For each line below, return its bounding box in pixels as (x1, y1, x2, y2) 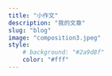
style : (8, 41, 30, 49)
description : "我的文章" (8, 19, 86, 27)
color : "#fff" (22, 56, 69, 64)
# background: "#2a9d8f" (22, 48, 105, 56)
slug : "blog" (8, 26, 52, 34)
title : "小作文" (8, 11, 59, 20)
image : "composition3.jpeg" (8, 33, 102, 42)
